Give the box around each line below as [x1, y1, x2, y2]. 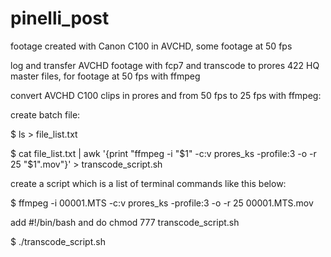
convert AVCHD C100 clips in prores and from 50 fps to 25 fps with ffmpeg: [10, 89, 322, 101]
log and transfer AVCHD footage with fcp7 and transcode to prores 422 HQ [10, 59, 320, 71]
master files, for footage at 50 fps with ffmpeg [10, 70, 201, 82]
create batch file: [10, 108, 81, 121]
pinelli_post [10, 7, 110, 30]
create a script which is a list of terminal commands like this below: [10, 177, 287, 189]
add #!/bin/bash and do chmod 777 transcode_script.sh [10, 216, 240, 228]
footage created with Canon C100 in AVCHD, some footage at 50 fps [10, 40, 293, 52]
